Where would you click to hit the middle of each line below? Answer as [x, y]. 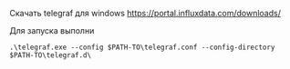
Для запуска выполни [52, 30]
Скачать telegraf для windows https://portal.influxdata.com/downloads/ [145, 13]
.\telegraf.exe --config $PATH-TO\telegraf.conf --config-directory [142, 47]
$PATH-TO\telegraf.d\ [51, 55]
